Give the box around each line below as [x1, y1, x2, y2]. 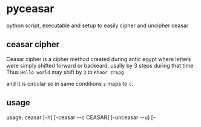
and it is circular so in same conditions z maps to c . [6, 80, 134, 87]
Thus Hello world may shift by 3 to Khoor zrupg [6, 68, 124, 76]
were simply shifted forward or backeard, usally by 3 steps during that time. [6, 62, 195, 69]
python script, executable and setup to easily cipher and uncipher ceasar [6, 22, 189, 29]
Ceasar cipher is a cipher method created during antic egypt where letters [6, 55, 191, 62]
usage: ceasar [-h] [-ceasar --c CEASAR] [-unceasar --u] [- [6, 114, 156, 121]
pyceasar [6, 2, 54, 16]
